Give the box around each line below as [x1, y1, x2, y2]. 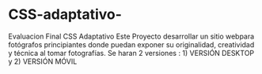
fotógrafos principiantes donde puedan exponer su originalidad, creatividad [8, 39, 255, 49]
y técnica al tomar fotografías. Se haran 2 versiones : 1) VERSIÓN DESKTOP [8, 48, 255, 57]
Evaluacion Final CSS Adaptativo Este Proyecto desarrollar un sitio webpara [8, 31, 255, 41]
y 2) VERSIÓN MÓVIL [8, 57, 78, 66]
